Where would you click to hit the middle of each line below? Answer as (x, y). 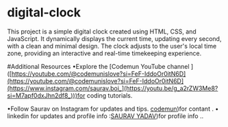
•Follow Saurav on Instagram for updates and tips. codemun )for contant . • (113, 109)
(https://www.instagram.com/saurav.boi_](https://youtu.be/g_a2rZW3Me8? (113, 88)
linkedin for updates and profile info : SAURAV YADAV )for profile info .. (105, 116)
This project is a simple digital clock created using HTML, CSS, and (102, 31)
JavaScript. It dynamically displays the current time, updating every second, (114, 38)
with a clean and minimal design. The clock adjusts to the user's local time (112, 46)
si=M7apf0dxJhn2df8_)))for (46, 95)
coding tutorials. (110, 95)
